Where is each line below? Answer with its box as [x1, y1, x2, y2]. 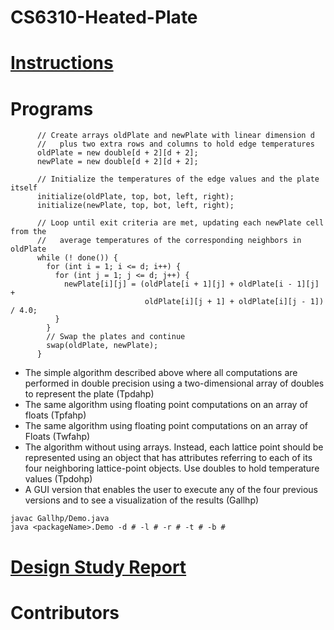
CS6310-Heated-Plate [10, 6, 198, 29]
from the [10, 227, 47, 237]
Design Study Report [10, 556, 187, 578]
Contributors [10, 601, 120, 624]
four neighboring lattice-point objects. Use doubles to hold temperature [24, 462, 320, 475]
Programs [10, 97, 94, 120]
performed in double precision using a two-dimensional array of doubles [24, 377, 325, 390]
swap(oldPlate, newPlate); [46, 341, 159, 351]
